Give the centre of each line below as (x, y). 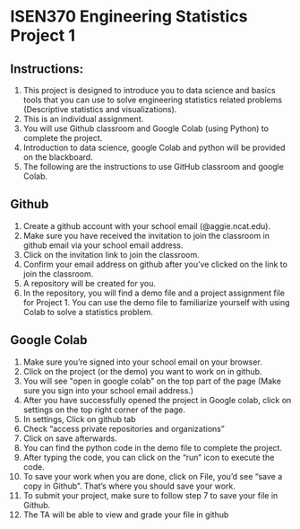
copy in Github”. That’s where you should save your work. (129, 486)
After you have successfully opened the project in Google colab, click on (157, 400)
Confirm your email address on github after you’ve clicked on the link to (155, 264)
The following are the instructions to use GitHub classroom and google (154, 167)
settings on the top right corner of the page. (104, 410)
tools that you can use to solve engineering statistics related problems (153, 100)
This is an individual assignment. (83, 119)
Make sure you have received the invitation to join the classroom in (146, 235)
